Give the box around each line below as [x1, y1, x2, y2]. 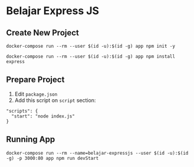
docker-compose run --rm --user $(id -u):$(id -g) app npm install [6, 54, 176, 60]
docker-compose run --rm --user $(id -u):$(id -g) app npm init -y [6, 43, 176, 49]
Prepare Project [6, 75, 65, 85]
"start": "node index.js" [11, 113, 75, 119]
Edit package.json [14, 90, 58, 97]
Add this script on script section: [14, 96, 96, 104]
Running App [6, 135, 55, 145]
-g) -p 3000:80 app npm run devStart [6, 155, 99, 161]
